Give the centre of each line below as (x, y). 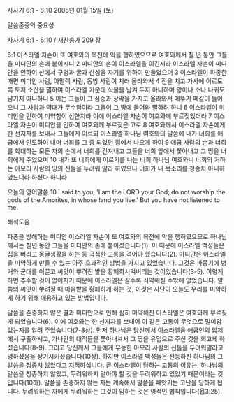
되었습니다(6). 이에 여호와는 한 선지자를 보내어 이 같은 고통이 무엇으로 (109, 321)
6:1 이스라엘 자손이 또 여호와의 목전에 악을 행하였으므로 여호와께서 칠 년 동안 (111, 55)
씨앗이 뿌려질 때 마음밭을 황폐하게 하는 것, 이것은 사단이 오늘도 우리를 (114, 289)
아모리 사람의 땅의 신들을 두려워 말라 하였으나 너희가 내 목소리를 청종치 (110, 168)
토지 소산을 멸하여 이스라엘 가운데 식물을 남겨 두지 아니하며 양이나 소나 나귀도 (120, 90)
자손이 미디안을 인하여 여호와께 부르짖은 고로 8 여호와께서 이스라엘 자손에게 (123, 125)
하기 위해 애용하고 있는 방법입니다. (61, 298)
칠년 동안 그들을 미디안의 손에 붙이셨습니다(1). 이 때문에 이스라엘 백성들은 (125, 245)
